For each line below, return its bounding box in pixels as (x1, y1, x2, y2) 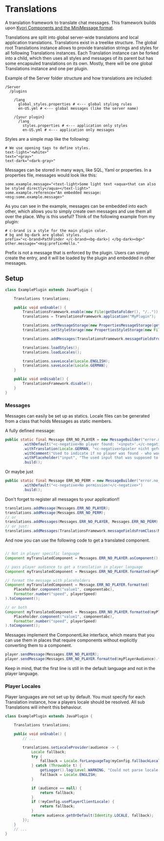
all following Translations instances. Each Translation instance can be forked (5, 50, 159, 56)
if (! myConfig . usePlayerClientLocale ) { (31, 799, 115, 804)
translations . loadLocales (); (22, 349, 82, 355)
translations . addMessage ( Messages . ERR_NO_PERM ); (5, 510, 106, 515)
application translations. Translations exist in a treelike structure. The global (5, 39, 157, 45)
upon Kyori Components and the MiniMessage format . (5, 25, 114, 30)
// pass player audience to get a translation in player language (5, 565, 143, 569)
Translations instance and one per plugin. (5, 65, 89, 72)
